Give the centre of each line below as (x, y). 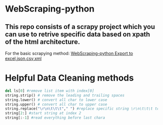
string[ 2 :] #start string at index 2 (43, 113)
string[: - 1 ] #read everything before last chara (55, 118)
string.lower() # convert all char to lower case (56, 100)
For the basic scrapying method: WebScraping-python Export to (69, 53)
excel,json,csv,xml (24, 58)
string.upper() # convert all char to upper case (56, 104)
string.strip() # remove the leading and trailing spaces (65, 95)
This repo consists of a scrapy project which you (80, 27)
